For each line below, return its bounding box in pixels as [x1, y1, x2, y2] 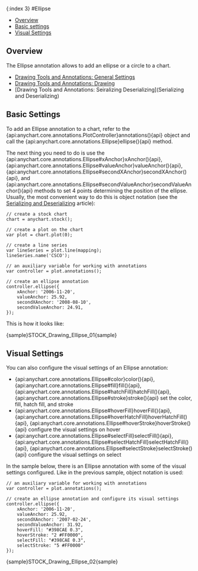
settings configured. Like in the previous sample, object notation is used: [6, 469, 184, 476]
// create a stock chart [6, 211, 68, 217]
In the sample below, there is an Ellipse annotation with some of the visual [6, 463, 187, 470]
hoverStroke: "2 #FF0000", [17, 532, 84, 538]
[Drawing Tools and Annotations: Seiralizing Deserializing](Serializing [14, 86, 184, 93]
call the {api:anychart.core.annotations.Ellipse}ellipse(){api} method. [6, 137, 173, 145]
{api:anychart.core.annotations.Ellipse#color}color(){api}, [14, 376, 155, 383]
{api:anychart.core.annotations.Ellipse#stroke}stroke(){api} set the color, [14, 394, 193, 402]
